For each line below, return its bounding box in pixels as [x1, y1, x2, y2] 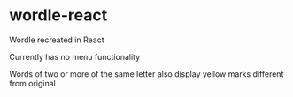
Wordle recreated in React [9, 34, 104, 45]
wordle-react [9, 5, 108, 26]
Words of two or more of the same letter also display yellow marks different [9, 68, 284, 79]
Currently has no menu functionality [9, 51, 141, 62]
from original [9, 78, 56, 88]
